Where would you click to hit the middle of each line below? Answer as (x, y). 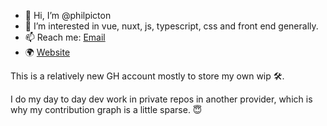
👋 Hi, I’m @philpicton (68, 15)
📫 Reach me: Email (65, 37)
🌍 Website (47, 52)
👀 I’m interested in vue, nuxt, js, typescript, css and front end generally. (171, 26)
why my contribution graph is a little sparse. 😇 (106, 109)
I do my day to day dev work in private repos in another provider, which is (161, 99)
